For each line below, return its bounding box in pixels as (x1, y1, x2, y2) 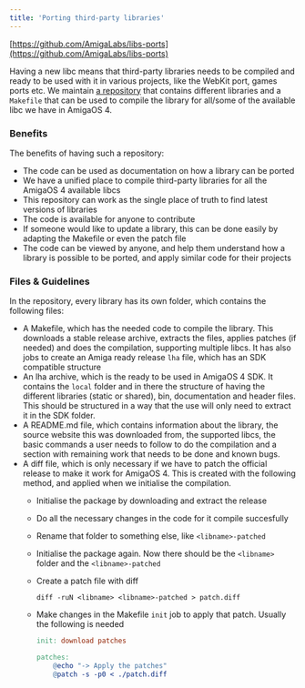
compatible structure (22, 361, 102, 373)
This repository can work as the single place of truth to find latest (22, 194, 269, 205)
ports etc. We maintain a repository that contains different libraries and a (9, 85, 281, 96)
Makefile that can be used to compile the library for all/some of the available (9, 95, 296, 106)
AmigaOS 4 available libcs (22, 184, 121, 196)
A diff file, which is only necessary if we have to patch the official (22, 459, 268, 470)
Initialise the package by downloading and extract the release (36, 495, 267, 506)
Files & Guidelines (9, 275, 91, 288)
